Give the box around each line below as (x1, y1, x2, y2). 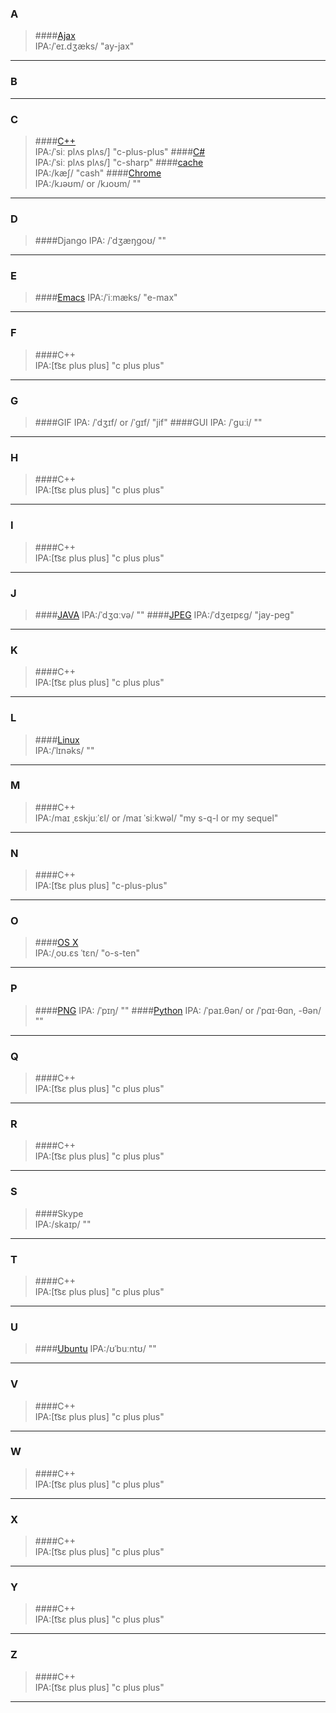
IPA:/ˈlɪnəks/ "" (34, 744, 95, 756)
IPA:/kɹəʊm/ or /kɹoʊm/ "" (34, 177, 142, 189)
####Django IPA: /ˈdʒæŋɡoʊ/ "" (34, 235, 167, 247)
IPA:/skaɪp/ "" (34, 1218, 92, 1230)
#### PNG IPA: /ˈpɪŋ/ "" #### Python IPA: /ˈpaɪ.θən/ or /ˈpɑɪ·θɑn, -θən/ (34, 1004, 322, 1016)
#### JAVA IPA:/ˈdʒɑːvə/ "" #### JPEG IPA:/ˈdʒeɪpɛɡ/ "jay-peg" (34, 608, 295, 621)
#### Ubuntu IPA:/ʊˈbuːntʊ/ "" (34, 1343, 157, 1355)
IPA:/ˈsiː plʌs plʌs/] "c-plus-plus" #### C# (34, 145, 206, 157)
